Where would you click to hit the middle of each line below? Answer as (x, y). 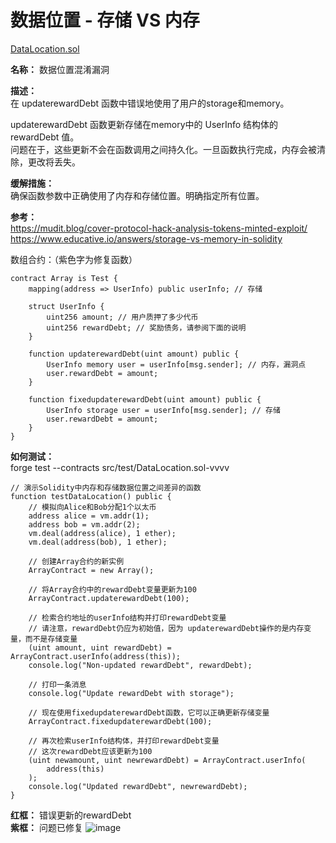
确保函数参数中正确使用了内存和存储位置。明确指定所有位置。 (137, 195)
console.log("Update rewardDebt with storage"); (131, 693)
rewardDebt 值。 (45, 137)
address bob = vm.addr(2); (84, 524)
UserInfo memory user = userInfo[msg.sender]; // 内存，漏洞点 (176, 364)
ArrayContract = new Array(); (91, 570)
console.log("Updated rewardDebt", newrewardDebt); (138, 786)
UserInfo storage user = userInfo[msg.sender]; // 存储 (163, 410)
